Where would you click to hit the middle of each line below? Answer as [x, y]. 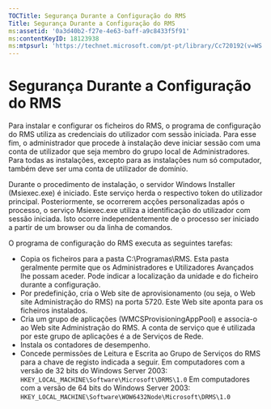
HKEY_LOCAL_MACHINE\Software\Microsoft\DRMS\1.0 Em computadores [135, 379]
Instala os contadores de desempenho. [85, 345]
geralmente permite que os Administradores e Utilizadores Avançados [137, 267]
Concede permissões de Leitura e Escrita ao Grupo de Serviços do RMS [140, 354]
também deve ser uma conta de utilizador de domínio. [98, 169]
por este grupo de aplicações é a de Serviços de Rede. [112, 336]
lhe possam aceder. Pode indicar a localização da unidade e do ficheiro [139, 276]
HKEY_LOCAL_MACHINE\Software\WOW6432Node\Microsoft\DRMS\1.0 [125, 398]
